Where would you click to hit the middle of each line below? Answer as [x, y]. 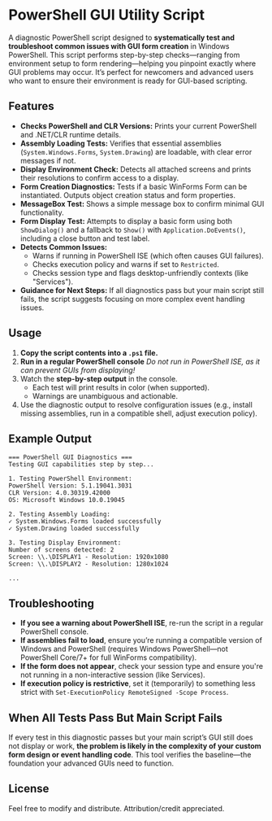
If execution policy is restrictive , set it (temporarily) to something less [138, 683]
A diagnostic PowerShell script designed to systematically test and [122, 37]
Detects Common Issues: [64, 247]
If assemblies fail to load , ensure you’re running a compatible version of [141, 640]
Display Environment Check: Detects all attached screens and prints [136, 169]
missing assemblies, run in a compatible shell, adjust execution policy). [139, 413]
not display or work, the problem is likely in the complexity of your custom [135, 746]
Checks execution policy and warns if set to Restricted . [125, 264]
